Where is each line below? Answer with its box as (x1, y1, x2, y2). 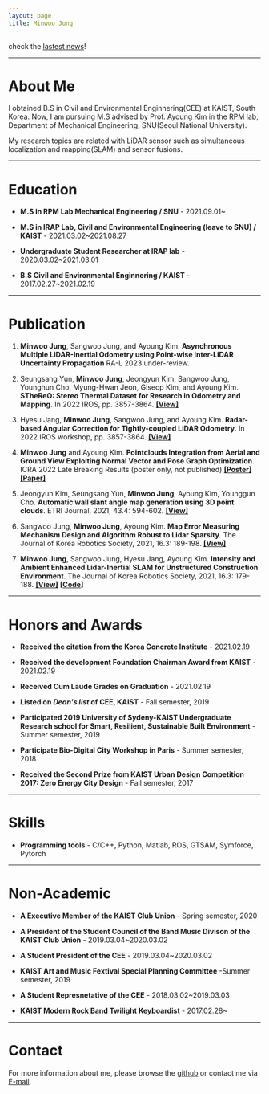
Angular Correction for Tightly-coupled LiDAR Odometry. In (42, 423, 245, 434)
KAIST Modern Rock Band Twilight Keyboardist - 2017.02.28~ (19, 1006, 228, 1016)
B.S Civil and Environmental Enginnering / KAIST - (19, 271, 191, 280)
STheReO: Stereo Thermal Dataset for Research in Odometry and (19, 391, 241, 401)
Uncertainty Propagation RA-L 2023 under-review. (19, 358, 190, 368)
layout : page (8, 11, 52, 20)
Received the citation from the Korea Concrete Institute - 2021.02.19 (19, 642, 251, 651)
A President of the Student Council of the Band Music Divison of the (19, 927, 251, 937)
